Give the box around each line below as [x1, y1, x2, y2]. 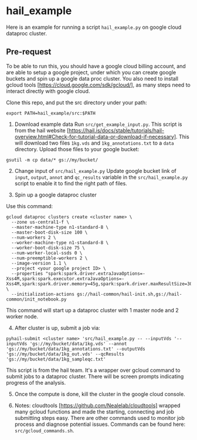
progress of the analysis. [6, 379, 66, 386]
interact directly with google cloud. [6, 87, 90, 95]
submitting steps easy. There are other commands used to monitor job [14, 414, 185, 421]
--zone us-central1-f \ [11, 219, 69, 225]
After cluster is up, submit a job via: [14, 324, 101, 331]
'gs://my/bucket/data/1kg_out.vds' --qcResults [6, 351, 125, 357]
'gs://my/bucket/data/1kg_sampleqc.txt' [6, 356, 107, 362]
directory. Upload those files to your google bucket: [14, 145, 140, 152]
